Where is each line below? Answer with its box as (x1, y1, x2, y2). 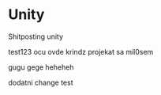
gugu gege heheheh (8, 62, 74, 72)
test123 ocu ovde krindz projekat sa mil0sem (8, 47, 154, 56)
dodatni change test (8, 78, 73, 87)
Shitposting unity (8, 32, 64, 41)
